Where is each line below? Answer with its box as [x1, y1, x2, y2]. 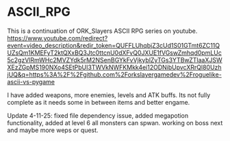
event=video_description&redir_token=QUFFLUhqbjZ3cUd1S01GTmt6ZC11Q [7, 41, 220, 49]
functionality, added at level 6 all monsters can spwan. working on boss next [7, 118, 223, 127]
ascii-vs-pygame [7, 77, 55, 86]
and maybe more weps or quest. [7, 126, 99, 134]
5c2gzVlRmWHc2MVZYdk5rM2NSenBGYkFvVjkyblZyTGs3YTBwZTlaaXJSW [7, 55, 222, 64]
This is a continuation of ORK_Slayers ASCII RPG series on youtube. [7, 27, 198, 35]
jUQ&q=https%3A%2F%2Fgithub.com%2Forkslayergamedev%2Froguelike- [7, 70, 222, 79]
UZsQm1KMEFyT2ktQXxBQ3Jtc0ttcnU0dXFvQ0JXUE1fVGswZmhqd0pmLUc [7, 49, 222, 57]
